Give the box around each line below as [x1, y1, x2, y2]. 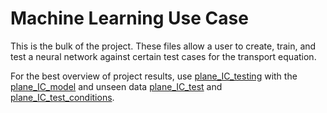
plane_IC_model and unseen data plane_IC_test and [10, 80, 223, 92]
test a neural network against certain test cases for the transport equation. [10, 50, 317, 62]
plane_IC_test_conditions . [10, 91, 115, 103]
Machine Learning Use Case [10, 7, 249, 30]
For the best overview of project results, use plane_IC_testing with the [10, 70, 298, 82]
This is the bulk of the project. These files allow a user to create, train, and [10, 40, 317, 52]
